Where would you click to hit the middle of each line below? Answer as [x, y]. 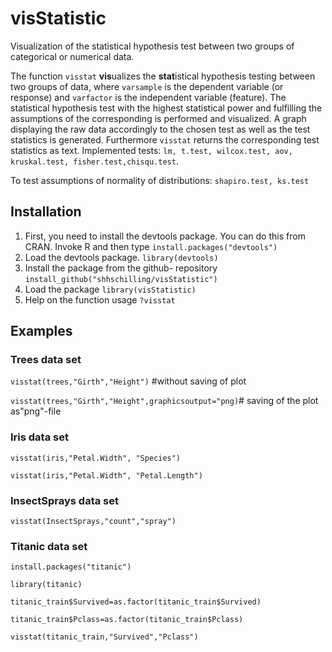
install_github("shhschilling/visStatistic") [121, 279]
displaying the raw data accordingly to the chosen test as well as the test [160, 129]
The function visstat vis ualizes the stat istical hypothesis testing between [163, 76]
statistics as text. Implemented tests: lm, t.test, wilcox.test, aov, [151, 150]
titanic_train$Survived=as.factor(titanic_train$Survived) [136, 602]
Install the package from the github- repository [121, 268]
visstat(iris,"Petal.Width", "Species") [96, 458]
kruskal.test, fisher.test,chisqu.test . [94, 161]
